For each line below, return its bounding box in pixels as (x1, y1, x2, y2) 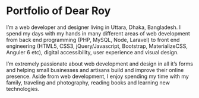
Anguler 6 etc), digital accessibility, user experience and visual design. (6, 48, 179, 55)
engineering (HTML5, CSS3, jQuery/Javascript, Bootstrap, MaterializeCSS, (6, 43, 188, 50)
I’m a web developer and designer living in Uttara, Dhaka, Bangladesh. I (6, 24, 181, 31)
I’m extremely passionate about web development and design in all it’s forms (6, 60, 193, 67)
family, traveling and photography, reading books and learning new (6, 79, 170, 86)
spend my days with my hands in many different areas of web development (6, 30, 190, 37)
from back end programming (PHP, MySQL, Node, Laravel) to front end (6, 36, 180, 43)
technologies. (6, 85, 40, 92)
